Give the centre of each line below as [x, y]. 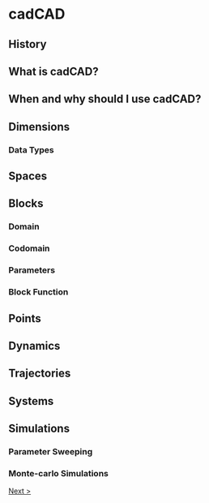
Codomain [29, 248]
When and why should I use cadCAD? [105, 99]
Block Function [38, 292]
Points [25, 318]
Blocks [26, 204]
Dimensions [39, 127]
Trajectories [40, 374]
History [28, 44]
